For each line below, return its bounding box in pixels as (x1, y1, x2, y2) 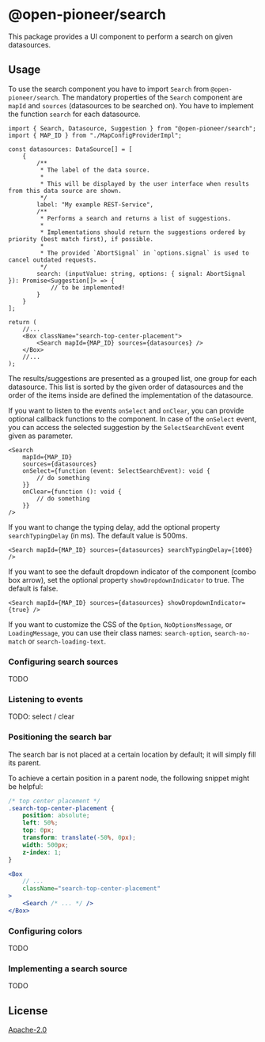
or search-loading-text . (27, 636, 107, 646)
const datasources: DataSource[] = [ (8, 145, 133, 153)
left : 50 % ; (22, 819, 59, 827)
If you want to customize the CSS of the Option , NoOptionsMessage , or (8, 619, 233, 629)
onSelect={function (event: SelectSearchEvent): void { (22, 466, 211, 475)
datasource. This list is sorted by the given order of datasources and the (8, 382, 244, 391)
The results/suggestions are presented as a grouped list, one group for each (8, 373, 257, 383)
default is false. (8, 583, 59, 593)
